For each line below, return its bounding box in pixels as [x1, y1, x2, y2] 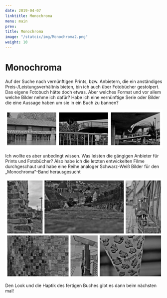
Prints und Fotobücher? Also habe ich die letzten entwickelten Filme [5, 158, 145, 164]
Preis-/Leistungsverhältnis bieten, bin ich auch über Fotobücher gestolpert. [5, 83, 160, 89]
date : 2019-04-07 [5, 8, 41, 13]
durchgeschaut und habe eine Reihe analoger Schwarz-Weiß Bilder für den [5, 163, 160, 169]
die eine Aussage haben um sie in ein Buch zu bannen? [5, 99, 119, 105]
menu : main [5, 18, 28, 23]
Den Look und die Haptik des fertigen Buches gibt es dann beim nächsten [5, 282, 157, 288]
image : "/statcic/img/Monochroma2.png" [5, 34, 88, 39]
